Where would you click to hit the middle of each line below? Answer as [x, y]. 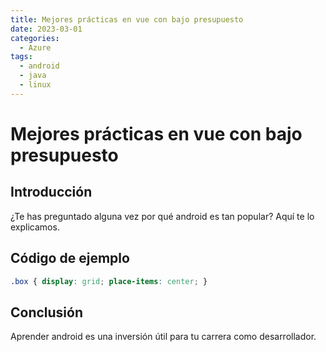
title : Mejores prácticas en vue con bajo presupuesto [127, 19]
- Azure [35, 47]
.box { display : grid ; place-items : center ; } [109, 281]
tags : [21, 57]
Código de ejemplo [70, 258]
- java [33, 76]
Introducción [51, 192]
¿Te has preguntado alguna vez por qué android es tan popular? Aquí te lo [162, 216]
